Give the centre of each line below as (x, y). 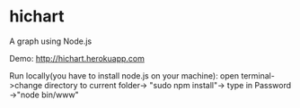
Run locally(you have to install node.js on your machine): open (124, 75)
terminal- (258, 75)
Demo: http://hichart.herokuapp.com (77, 58)
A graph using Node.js (51, 41)
